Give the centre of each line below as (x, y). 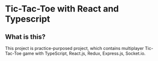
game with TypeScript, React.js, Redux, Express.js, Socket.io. (84, 53)
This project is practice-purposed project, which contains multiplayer (74, 48)
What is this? (25, 37)
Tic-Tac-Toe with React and (62, 9)
